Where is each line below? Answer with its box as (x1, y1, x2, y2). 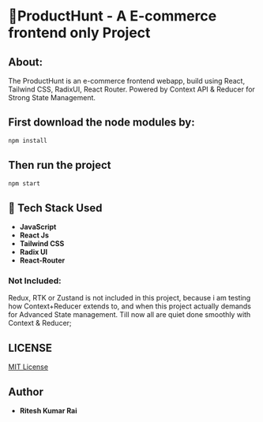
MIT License (8, 362, 49, 372)
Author (8, 385, 43, 398)
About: (8, 55, 43, 69)
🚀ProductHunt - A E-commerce (8, 7, 217, 25)
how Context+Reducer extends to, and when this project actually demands (8, 301, 251, 311)
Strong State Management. (8, 93, 96, 102)
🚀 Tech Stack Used (8, 201, 103, 215)
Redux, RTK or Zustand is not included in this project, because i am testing (8, 293, 251, 303)
